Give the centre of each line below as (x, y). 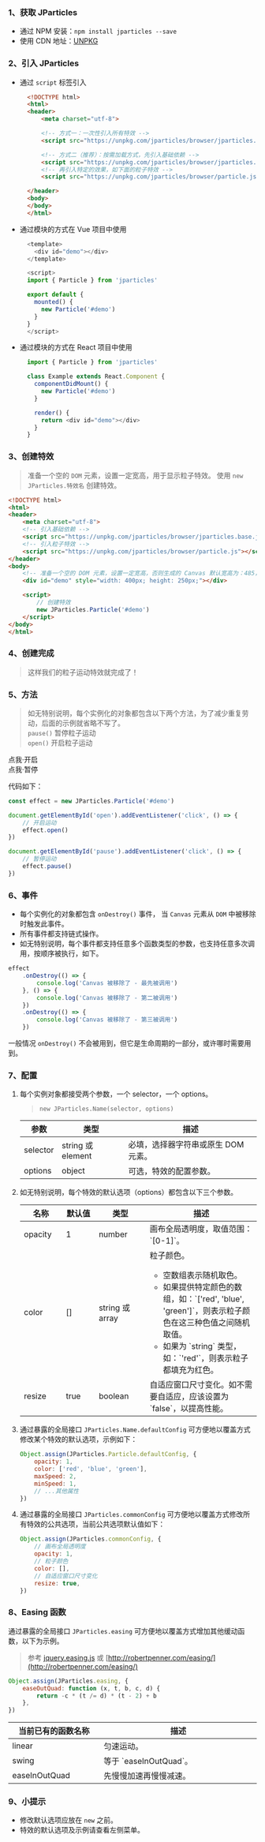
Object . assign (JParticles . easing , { (68, 1681)
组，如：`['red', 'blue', (203, 1299)
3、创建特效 (31, 457)
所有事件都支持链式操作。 (61, 934)
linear (22, 1746)
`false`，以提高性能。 (189, 1409)
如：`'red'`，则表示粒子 (205, 1358)
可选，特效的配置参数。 (172, 1171)
